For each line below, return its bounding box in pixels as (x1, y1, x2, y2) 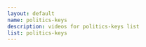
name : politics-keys (7, 17, 68, 23)
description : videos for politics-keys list (7, 23, 140, 30)
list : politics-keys (7, 29, 68, 37)
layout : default (7, 10, 55, 17)
